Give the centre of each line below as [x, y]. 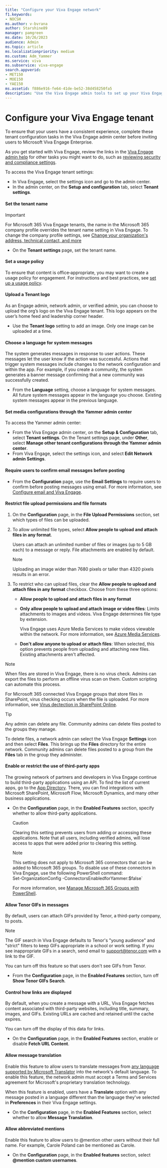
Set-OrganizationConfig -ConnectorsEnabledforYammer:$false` [78, 878]
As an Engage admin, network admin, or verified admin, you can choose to [82, 305]
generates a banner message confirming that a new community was [75, 375]
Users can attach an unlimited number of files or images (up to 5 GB [82, 544]
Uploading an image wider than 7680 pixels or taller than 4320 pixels [83, 569]
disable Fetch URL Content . [41, 1044]
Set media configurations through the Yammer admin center [69, 412]
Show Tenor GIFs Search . [39, 981]
